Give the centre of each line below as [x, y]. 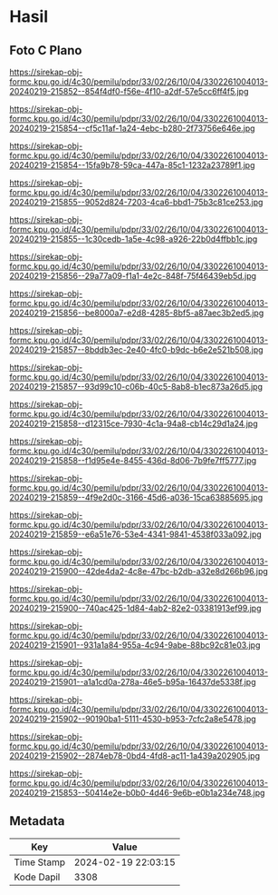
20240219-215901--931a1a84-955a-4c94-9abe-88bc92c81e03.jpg [135, 645]
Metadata [37, 821]
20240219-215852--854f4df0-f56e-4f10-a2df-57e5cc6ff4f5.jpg [129, 91]
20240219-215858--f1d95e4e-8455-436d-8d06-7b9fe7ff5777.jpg [133, 460]
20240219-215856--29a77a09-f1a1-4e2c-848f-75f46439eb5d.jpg [133, 276]
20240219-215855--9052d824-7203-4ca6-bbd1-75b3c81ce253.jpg [136, 202]
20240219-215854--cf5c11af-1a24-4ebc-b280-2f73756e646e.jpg [132, 128]
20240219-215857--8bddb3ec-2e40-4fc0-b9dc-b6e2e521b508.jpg [137, 350]
